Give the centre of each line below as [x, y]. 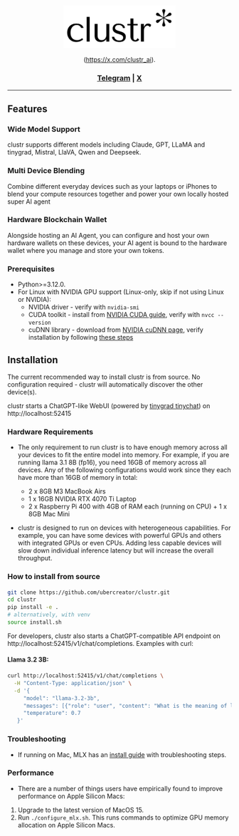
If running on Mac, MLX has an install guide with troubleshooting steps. [122, 754]
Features [27, 109]
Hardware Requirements [51, 432]
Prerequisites [31, 268]
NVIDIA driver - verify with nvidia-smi [84, 307]
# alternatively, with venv [49, 615]
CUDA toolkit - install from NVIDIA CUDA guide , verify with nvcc [121, 315]
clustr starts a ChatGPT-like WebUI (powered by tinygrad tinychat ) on [109, 406]
